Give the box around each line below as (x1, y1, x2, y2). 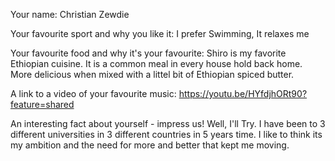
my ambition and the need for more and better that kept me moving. (10, 139, 290, 151)
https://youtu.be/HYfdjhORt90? (178, 88, 308, 99)
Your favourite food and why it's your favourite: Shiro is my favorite (10, 47, 287, 59)
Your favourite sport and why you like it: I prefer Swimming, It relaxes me (10, 28, 310, 39)
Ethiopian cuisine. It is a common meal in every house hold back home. (10, 58, 303, 69)
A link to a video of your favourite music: (10, 88, 177, 99)
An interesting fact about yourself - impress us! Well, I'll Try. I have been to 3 (10, 118, 326, 129)
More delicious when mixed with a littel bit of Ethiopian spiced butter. (10, 69, 295, 80)
